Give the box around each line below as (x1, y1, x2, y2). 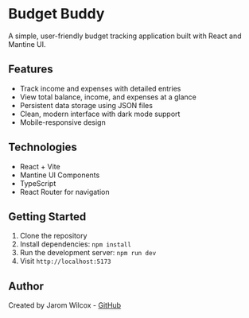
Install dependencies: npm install (19, 239, 131, 249)
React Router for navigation (19, 187, 110, 196)
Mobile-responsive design (19, 117, 106, 127)
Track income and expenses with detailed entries (19, 83, 181, 93)
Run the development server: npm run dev (19, 248, 157, 258)
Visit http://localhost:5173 (19, 256, 111, 266)
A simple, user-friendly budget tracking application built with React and (8, 31, 242, 41)
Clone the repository (19, 231, 88, 241)
